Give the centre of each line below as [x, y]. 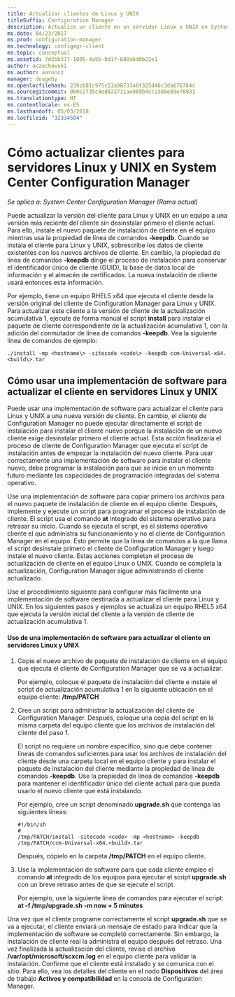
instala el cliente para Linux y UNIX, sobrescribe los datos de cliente [105, 245]
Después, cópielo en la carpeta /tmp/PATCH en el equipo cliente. [112, 856]
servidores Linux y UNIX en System [112, 167]
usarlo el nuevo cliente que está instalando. [80, 790]
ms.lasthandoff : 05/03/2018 [48, 111]
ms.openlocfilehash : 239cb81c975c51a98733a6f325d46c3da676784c [101, 85]
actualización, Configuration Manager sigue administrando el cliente [106, 571]
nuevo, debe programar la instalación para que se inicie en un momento [111, 468]
